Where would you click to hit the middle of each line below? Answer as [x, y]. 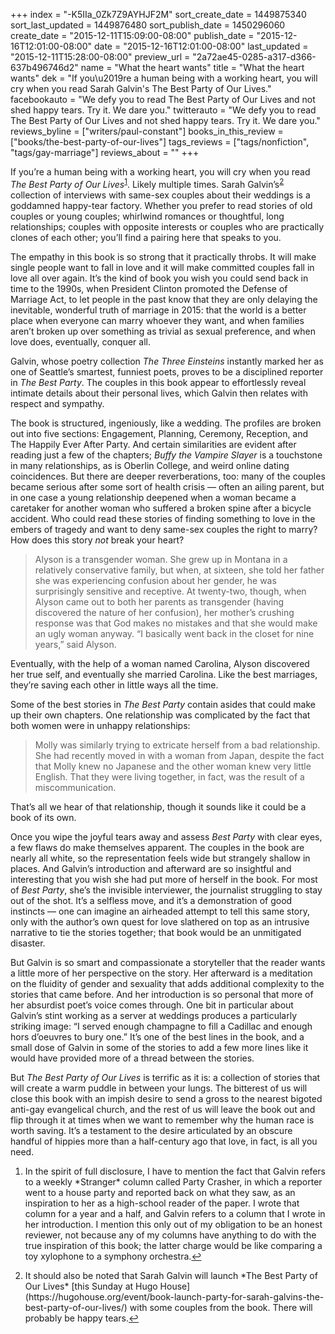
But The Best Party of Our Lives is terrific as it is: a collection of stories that [165, 1077]
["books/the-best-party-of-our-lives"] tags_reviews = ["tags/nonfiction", [160, 142]
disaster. [28, 943]
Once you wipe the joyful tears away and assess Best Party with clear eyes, [166, 836]
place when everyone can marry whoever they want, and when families [157, 320]
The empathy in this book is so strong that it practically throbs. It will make [163, 256]
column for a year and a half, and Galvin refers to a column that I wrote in [175, 1213]
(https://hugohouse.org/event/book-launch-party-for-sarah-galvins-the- [174, 1296]
